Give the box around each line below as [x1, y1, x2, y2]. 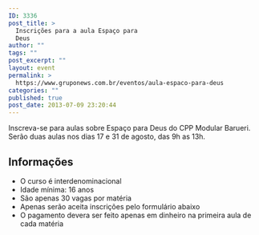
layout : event [8, 64, 56, 72]
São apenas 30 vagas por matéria [19, 193, 132, 203]
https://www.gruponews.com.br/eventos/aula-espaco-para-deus [15, 79, 225, 87]
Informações [8, 155, 74, 168]
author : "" [8, 42, 45, 50]
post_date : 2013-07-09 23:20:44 [8, 101, 116, 109]
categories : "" [8, 86, 59, 95]
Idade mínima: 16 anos [19, 184, 95, 194]
